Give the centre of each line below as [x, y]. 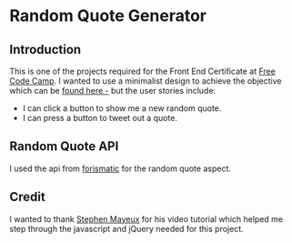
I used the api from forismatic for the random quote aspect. [121, 168]
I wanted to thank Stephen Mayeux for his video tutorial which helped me [146, 218]
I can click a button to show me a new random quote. [122, 108]
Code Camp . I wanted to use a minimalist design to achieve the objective [146, 81]
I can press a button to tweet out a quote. [100, 118]
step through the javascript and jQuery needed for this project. [126, 228]
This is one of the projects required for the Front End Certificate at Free [142, 71]
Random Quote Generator [108, 16]
